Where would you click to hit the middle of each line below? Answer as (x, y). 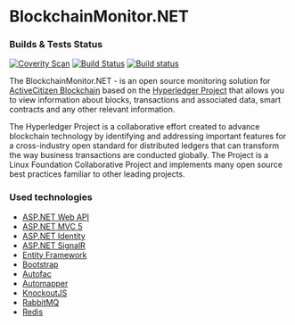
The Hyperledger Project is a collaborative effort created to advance (135, 127)
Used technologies (51, 197)
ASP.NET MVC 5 (52, 226)
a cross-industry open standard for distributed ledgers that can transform (144, 146)
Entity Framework (54, 254)
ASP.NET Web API (55, 217)
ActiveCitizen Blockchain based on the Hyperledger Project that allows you (147, 90)
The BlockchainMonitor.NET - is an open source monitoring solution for (140, 81)
